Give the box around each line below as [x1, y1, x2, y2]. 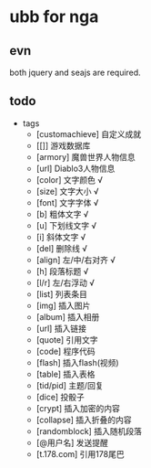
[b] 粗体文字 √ [35, 208, 89, 219]
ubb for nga [9, 6, 99, 27]
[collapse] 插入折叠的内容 [35, 414, 132, 425]
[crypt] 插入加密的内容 [35, 402, 121, 413]
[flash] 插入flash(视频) [35, 356, 120, 367]
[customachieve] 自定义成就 [35, 128, 142, 139]
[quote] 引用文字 [35, 334, 98, 345]
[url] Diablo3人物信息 [35, 163, 116, 174]
